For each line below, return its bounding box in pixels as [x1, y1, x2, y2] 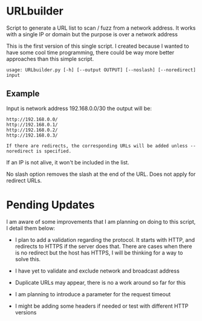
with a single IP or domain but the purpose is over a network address [6, 30, 178, 37]
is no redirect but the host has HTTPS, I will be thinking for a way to [15, 249, 183, 256]
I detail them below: [6, 224, 56, 232]
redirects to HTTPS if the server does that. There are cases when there [15, 242, 192, 250]
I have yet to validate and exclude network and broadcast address [15, 267, 180, 274]
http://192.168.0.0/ [6, 116, 59, 122]
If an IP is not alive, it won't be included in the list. [6, 158, 129, 166]
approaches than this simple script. [6, 55, 94, 62]
